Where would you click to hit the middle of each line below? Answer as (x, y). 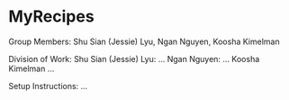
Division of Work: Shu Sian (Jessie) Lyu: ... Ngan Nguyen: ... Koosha (134, 59)
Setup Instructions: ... (48, 86)
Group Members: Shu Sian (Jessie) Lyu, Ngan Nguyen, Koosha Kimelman (144, 41)
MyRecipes (52, 17)
